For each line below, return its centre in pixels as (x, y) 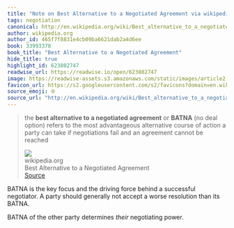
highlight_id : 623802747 (43, 66)
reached (36, 140)
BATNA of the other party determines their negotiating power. (95, 217)
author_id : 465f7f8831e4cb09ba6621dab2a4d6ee (74, 40)
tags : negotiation (34, 20)
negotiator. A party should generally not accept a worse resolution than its (114, 196)
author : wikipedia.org (40, 33)
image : (17, 78)
